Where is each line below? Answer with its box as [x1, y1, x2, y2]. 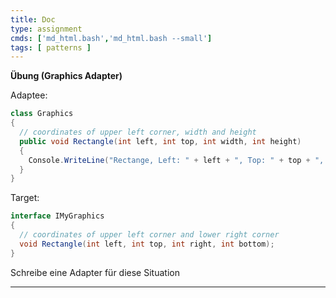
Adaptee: [10, 89, 48, 101]
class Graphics [10, 109, 74, 119]
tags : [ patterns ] [10, 42, 92, 53]
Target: [10, 192, 40, 204]
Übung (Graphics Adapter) [10, 70, 123, 82]
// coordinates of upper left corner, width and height [19, 127, 257, 137]
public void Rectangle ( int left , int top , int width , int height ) [19, 136, 302, 146]
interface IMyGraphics [10, 211, 105, 221]
